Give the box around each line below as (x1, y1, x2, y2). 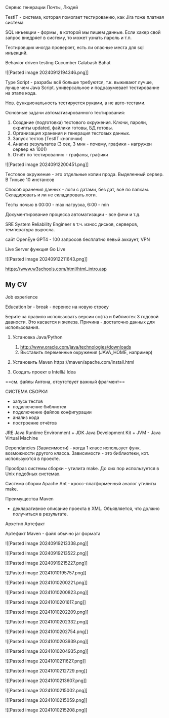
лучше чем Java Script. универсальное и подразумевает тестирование (5, 85, 159, 91)
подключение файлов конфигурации (12, 409, 92, 415)
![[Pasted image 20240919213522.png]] (5, 550, 89, 556)
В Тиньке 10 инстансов (5, 177, 55, 183)
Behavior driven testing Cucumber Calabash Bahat (5, 60, 111, 65)
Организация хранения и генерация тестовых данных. (12, 130, 131, 136)
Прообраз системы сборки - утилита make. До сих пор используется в (5, 465, 159, 471)
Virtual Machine (5, 435, 38, 441)
